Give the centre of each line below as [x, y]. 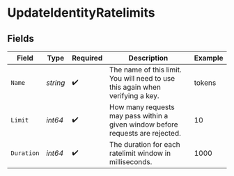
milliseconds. [131, 162]
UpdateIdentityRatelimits [81, 13]
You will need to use [142, 78]
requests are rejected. [145, 133]
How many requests [142, 107]
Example [209, 58]
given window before [144, 125]
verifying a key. [134, 96]
